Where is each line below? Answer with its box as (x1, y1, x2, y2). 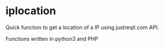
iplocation (5, 4, 56, 18)
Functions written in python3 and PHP (5, 35, 99, 42)
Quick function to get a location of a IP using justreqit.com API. (5, 24, 159, 31)
